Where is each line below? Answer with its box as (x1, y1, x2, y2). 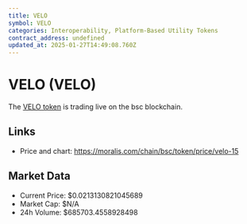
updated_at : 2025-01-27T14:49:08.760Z (8, 41, 137, 49)
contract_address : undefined (8, 33, 105, 42)
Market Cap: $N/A (19, 198, 79, 208)
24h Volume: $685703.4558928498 (19, 207, 138, 217)
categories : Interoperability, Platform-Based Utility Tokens (8, 26, 218, 34)
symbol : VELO (8, 19, 52, 27)
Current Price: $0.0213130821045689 (19, 191, 143, 200)
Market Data (8, 169, 71, 183)
